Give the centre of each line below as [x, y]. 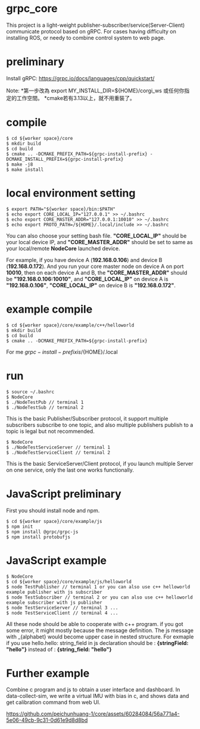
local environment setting [71, 193]
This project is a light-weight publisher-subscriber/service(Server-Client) [96, 25]
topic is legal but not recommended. [51, 431]
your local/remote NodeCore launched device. [63, 248]
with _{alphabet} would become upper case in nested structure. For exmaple [100, 637]
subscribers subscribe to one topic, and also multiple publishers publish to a [100, 425]
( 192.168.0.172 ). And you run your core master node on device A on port [95, 266]
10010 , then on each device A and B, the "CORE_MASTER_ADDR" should [97, 272]
